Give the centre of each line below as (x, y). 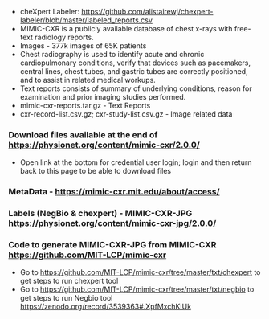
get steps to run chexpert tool (69, 281)
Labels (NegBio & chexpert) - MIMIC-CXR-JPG (100, 214)
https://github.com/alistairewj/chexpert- (147, 12)
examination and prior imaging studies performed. (103, 97)
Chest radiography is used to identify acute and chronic (112, 54)
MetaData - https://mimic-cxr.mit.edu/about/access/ (114, 192)
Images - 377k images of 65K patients (83, 46)
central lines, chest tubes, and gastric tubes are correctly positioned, (134, 71)
